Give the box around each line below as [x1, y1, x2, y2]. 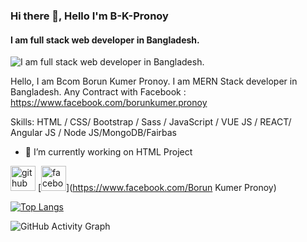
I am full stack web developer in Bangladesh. [10, 34, 200, 46]
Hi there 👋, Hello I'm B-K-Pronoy [10, 9, 169, 23]
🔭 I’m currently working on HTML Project [24, 146, 193, 158]
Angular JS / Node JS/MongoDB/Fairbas [10, 127, 178, 139]
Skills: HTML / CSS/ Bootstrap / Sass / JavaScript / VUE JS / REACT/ [10, 116, 292, 128]
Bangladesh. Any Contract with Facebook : [10, 86, 187, 98]
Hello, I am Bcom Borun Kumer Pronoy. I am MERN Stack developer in [10, 75, 298, 88]
